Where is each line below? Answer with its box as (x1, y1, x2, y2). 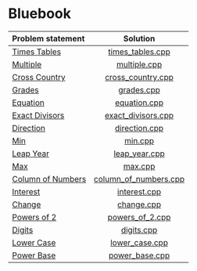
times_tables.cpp (108, 46, 170, 57)
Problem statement (12, 33, 85, 44)
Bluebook (8, 5, 72, 23)
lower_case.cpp (110, 237, 168, 248)
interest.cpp (116, 186, 162, 197)
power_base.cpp (108, 250, 170, 261)
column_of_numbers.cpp (93, 173, 185, 184)
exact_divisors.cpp (104, 110, 174, 121)
